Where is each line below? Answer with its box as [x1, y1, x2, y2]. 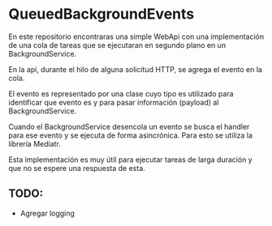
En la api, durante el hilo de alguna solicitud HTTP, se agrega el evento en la [8, 64, 262, 74]
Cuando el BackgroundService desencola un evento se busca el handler [8, 122, 250, 131]
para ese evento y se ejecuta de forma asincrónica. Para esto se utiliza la [8, 130, 253, 140]
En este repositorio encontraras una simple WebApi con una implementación [8, 32, 265, 41]
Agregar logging [19, 208, 76, 218]
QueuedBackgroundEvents [8, 5, 195, 23]
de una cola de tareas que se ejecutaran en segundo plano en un [8, 40, 226, 49]
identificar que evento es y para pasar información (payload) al [8, 97, 219, 107]
